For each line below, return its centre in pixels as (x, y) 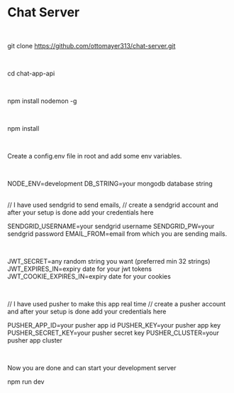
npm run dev (26, 382)
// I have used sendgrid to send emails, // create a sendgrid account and (113, 205)
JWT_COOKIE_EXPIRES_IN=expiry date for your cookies (89, 276)
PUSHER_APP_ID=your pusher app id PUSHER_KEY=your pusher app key (114, 325)
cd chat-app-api (31, 73)
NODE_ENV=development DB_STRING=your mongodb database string (110, 183)
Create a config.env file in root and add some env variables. (95, 156)
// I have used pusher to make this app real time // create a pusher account (117, 303)
